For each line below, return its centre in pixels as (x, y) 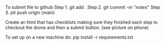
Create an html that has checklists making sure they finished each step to (81, 22)
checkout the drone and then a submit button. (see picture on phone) (77, 27)
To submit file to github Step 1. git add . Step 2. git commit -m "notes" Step (83, 7)
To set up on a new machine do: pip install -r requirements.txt (69, 37)
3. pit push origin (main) (30, 12)
